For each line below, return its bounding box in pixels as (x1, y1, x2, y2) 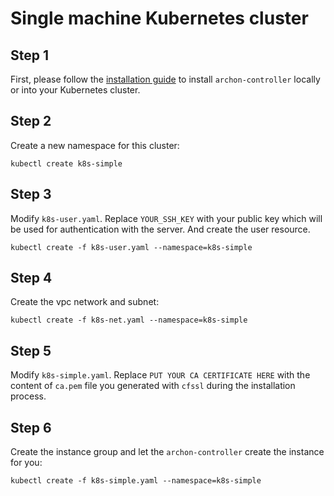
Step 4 (10, 270, 53, 287)
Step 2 (10, 113, 52, 130)
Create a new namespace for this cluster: (10, 139, 180, 151)
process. (10, 390, 47, 402)
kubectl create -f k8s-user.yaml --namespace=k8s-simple (10, 242, 253, 252)
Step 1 (10, 47, 50, 64)
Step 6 (10, 419, 52, 436)
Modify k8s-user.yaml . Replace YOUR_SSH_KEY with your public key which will (10, 212, 323, 224)
